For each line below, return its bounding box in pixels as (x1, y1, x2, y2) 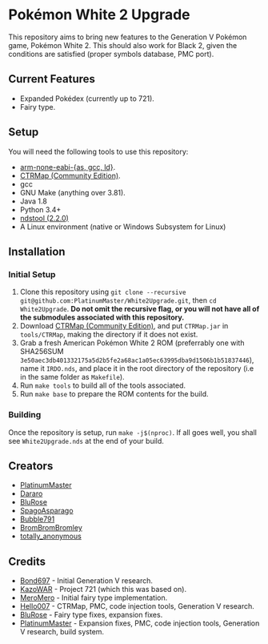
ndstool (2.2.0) (19, 213, 70, 223)
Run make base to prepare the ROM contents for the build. (19, 389, 210, 399)
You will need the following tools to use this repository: (8, 147, 189, 156)
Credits (8, 554, 46, 568)
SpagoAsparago (19, 506, 74, 516)
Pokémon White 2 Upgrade (8, 6, 190, 24)
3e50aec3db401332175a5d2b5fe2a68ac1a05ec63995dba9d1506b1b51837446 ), (19, 355, 254, 365)
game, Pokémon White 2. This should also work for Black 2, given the (8, 40, 238, 50)
